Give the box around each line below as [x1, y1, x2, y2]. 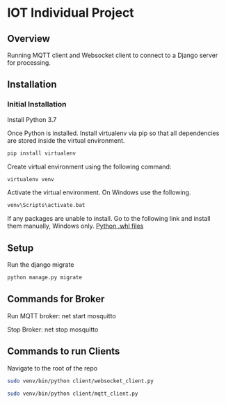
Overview [7, 33, 51, 45]
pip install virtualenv [7, 150, 76, 157]
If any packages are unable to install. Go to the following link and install [7, 215, 211, 223]
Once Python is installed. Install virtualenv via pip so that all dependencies [7, 129, 220, 137]
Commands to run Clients [7, 345, 120, 357]
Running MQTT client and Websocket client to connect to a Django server [7, 51, 218, 59]
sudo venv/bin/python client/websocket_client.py [7, 378, 154, 384]
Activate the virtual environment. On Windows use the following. [7, 188, 191, 196]
